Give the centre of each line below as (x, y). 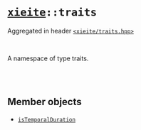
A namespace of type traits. (48, 58)
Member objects (45, 102)
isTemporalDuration (47, 119)
